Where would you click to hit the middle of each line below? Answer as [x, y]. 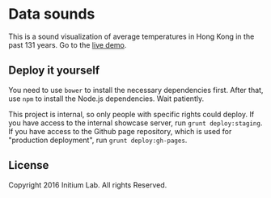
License [29, 165]
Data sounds [52, 14]
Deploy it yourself [54, 71]
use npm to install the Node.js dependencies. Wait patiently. [106, 99]
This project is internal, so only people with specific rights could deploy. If [131, 114]
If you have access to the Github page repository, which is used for [120, 131]
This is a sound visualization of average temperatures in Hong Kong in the [131, 36]
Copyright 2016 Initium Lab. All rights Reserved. [88, 185]
